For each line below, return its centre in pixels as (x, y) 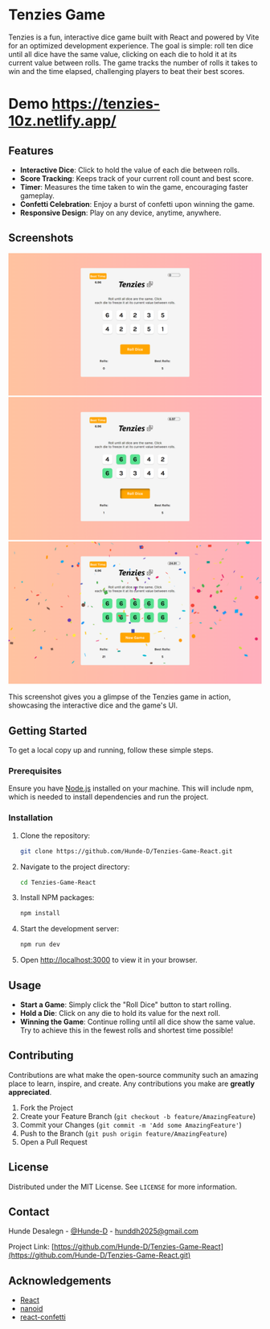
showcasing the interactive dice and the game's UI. (93, 705)
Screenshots (41, 238)
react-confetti (43, 1317)
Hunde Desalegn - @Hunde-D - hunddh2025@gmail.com (104, 1231)
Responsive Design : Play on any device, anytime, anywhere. (121, 213)
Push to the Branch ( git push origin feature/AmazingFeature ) (123, 1133)
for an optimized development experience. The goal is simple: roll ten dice (131, 45)
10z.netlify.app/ (62, 121)
